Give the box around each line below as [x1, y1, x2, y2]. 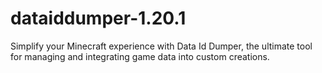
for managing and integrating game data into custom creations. [10, 50, 270, 62]
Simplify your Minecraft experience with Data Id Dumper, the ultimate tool [10, 40, 313, 52]
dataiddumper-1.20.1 [10, 7, 187, 30]
